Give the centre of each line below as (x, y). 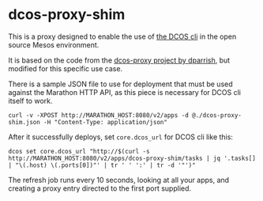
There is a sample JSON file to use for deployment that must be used (120, 84)
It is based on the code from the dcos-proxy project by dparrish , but (119, 60)
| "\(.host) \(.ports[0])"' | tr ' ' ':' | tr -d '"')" (102, 165)
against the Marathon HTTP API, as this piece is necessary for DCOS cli (124, 92)
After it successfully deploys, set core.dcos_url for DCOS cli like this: (120, 137)
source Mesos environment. (54, 44)
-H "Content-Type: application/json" (105, 122)
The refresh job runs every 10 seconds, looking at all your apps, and (119, 180)
